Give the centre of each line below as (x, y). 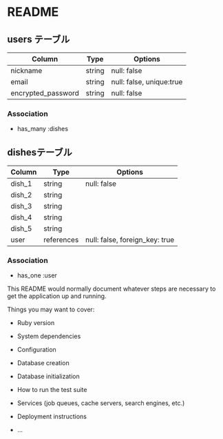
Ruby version (36, 323)
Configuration (36, 350)
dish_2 (21, 195)
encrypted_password (45, 93)
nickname (26, 71)
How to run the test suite (52, 390)
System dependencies (49, 336)
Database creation (43, 363)
